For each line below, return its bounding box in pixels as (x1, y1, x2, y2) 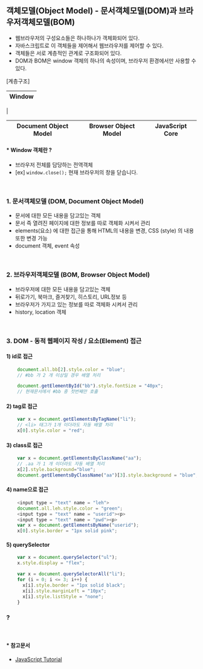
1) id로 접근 (6, 353, 33, 360)
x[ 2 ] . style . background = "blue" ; (17, 467, 96, 473)
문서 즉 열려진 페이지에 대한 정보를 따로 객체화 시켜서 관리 (14, 220, 151, 227)
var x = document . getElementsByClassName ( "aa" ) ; (17, 455, 142, 461)
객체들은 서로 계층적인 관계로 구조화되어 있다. (14, 49, 122, 56)
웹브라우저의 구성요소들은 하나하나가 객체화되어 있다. (14, 34, 140, 41)
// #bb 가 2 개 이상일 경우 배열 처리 (17, 372, 101, 378)
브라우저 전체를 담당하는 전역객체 (14, 161, 93, 168)
